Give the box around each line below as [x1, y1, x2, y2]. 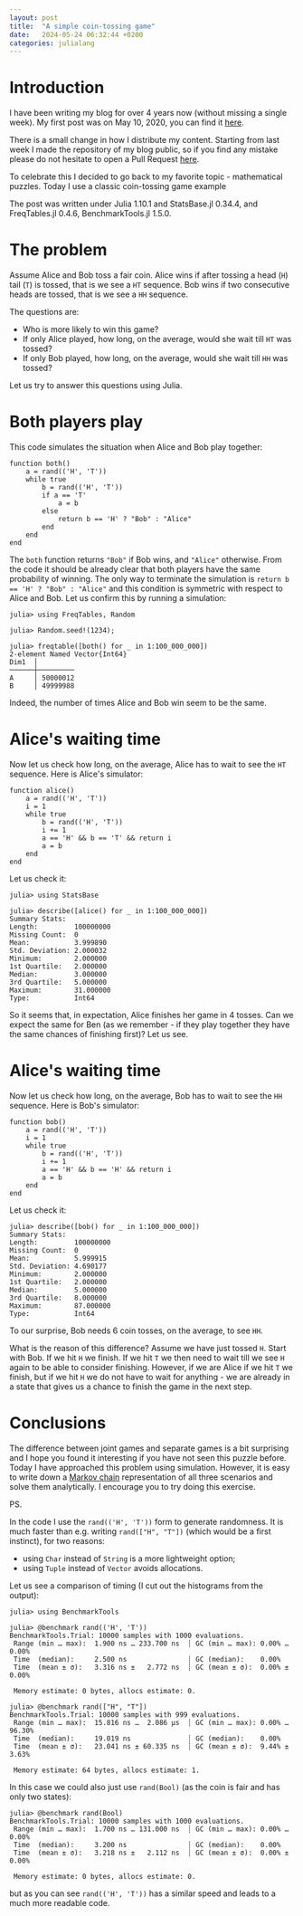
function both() [9, 459, 71, 469]
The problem [9, 240, 108, 261]
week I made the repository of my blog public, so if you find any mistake [9, 144, 279, 155]
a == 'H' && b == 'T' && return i [42, 834, 172, 843]
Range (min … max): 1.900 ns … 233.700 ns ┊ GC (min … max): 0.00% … [13, 1639, 289, 1648]
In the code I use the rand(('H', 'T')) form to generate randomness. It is [9, 1516, 284, 1527]
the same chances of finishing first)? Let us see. [9, 1029, 189, 1039]
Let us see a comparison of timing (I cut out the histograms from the [9, 1580, 264, 1591]
